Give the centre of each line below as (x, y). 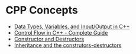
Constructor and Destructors (49, 39)
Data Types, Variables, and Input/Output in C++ (72, 26)
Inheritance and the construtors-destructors (68, 45)
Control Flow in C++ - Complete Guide (61, 32)
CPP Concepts (42, 10)
